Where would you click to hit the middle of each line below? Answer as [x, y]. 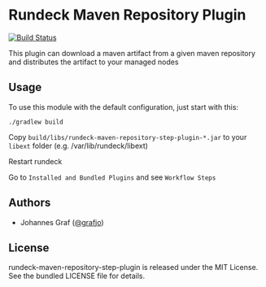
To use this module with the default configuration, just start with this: [123, 107]
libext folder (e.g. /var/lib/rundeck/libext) [78, 146]
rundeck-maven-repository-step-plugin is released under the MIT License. [133, 267]
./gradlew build [36, 122]
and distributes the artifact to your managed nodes [94, 62]
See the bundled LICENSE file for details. [77, 276]
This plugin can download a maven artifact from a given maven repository [132, 53]
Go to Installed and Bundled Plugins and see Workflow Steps [112, 177]
